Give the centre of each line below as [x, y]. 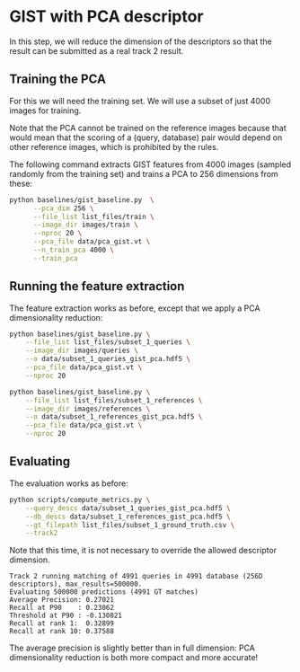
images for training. [45, 111]
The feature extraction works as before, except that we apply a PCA [135, 308]
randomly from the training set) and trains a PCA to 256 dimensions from [144, 173]
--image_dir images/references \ [88, 409]
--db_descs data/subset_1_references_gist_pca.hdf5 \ [128, 517]
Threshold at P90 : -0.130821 [66, 616]
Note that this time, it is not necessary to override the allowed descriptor [143, 551]
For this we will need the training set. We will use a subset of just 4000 [140, 101]
